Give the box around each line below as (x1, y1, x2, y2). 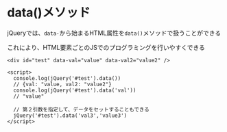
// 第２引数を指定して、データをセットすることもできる (13, 106, 150, 113)
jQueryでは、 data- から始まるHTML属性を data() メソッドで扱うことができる (7, 29, 222, 37)
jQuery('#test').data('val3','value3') (13, 112, 128, 119)
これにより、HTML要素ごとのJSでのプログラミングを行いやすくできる (7, 43, 206, 51)
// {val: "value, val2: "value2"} (13, 81, 112, 88)
